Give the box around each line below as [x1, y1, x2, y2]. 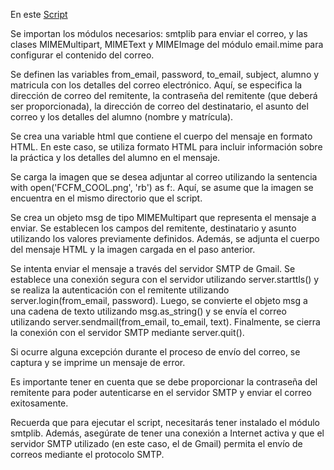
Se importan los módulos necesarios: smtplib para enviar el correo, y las [10, 28, 308, 39]
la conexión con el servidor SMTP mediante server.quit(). [10, 327, 245, 338]
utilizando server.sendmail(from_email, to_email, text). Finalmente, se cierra [10, 316, 321, 328]
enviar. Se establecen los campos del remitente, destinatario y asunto [10, 222, 297, 234]
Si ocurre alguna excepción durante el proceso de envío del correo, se [10, 346, 301, 358]
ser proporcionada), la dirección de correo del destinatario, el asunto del [10, 100, 309, 112]
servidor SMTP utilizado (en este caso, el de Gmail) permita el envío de [10, 438, 303, 449]
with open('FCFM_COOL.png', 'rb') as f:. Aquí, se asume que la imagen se [10, 182, 314, 193]
